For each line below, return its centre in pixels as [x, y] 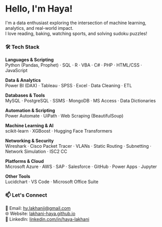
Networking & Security [30, 141]
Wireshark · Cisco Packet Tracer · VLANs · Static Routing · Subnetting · [78, 146]
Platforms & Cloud [25, 161]
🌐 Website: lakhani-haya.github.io [40, 213]
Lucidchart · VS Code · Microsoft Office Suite [52, 182]
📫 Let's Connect [26, 195]
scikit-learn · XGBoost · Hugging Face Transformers [59, 131]
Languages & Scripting [29, 60]
